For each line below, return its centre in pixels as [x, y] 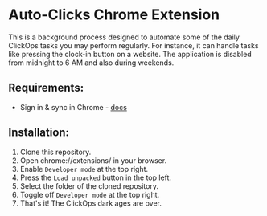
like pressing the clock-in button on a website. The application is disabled [130, 54]
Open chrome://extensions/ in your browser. [93, 160]
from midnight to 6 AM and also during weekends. [91, 63]
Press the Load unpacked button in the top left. [95, 177]
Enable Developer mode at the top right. [84, 169]
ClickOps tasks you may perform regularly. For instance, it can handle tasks [133, 45]
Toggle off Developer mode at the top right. [90, 194]
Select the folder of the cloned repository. [89, 185]
